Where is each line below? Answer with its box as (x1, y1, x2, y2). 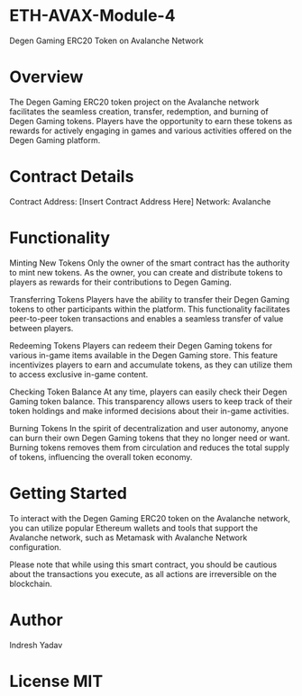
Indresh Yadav (9, 639, 63, 650)
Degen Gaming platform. (9, 134, 101, 145)
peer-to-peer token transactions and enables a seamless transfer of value (9, 312, 284, 324)
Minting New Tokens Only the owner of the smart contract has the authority (9, 258, 290, 268)
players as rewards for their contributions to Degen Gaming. (9, 276, 233, 287)
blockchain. (9, 578, 52, 589)
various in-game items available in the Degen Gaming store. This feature (9, 349, 278, 360)
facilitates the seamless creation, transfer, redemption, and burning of (9, 105, 269, 117)
